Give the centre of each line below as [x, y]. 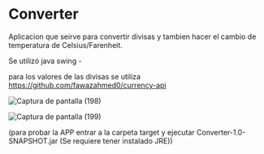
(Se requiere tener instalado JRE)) [116, 141]
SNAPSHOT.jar [33, 141]
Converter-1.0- [221, 132]
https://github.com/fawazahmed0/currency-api [87, 85]
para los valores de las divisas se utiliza [74, 76]
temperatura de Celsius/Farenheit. [66, 45]
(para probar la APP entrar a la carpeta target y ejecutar [102, 132]
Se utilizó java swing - [45, 61]
